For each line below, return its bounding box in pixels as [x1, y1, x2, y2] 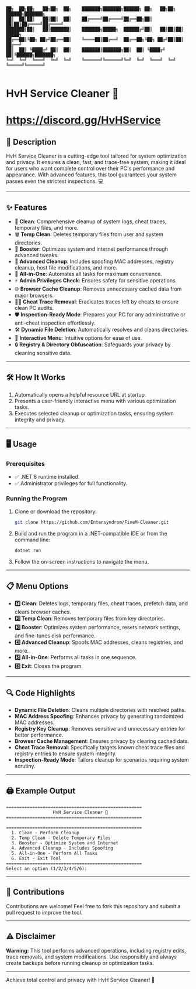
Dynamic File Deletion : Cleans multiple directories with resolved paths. [14, 707, 186, 714]
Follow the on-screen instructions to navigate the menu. [14, 558, 149, 565]
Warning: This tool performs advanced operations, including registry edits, [6, 947, 187, 954]
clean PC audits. [14, 305, 54, 311]
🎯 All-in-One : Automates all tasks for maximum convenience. [14, 271, 162, 277]
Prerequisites [6, 460, 45, 468]
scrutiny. [14, 763, 36, 770]
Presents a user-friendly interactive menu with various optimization [14, 397, 176, 404]
